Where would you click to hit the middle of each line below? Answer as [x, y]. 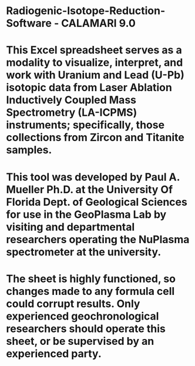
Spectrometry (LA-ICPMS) [72, 113]
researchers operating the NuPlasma [98, 239]
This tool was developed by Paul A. [93, 177]
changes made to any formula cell [90, 291]
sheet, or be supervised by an [80, 341]
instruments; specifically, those [85, 125]
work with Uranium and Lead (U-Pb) [95, 75]
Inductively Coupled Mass [71, 100]
